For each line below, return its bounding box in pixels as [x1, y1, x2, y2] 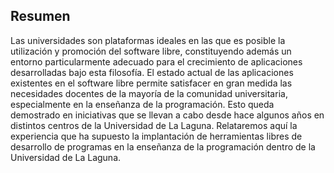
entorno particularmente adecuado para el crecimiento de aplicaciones [10, 55, 303, 68]
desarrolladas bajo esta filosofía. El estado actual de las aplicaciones [10, 66, 294, 78]
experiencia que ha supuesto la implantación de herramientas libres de [10, 130, 303, 142]
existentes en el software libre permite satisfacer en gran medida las [10, 77, 293, 89]
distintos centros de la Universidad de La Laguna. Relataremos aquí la [10, 119, 298, 131]
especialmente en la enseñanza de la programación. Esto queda [10, 98, 275, 110]
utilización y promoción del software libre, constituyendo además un [10, 45, 292, 57]
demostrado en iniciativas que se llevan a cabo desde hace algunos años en [10, 109, 325, 121]
